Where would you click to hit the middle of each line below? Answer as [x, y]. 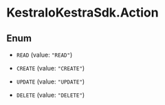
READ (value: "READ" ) [44, 55]
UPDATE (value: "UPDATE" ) [51, 82]
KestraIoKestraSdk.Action [82, 13]
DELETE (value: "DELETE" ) [51, 95]
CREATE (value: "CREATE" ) [51, 68]
